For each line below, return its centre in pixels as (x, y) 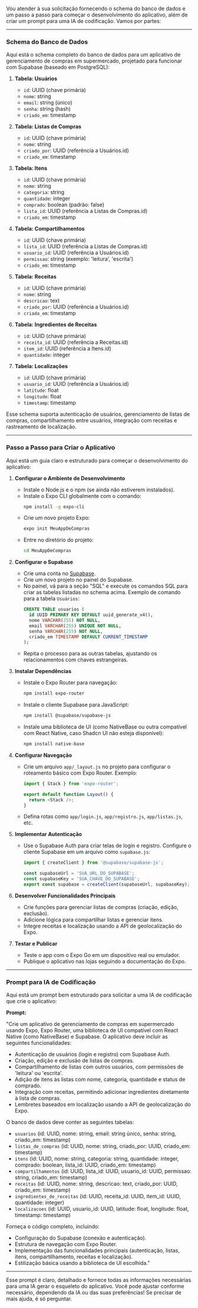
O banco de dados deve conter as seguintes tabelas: (70, 1122)
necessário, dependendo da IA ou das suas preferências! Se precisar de (94, 1293)
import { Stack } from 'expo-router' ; (71, 784)
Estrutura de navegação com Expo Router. (66, 1244)
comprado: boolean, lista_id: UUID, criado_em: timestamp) (85, 1165)
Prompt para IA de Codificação (51, 982)
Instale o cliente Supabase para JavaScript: (76, 705)
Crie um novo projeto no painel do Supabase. (78, 580)
